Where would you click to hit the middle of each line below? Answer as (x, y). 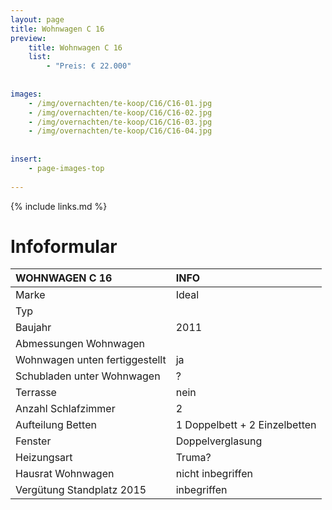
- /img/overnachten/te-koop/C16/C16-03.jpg (120, 122)
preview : (28, 38)
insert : (26, 159)
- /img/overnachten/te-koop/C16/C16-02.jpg (120, 112)
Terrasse (36, 393)
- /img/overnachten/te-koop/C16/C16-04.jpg (120, 131)
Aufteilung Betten (56, 425)
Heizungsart (44, 458)
